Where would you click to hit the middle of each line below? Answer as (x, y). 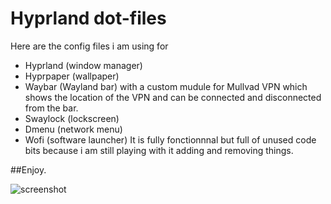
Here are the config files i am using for (89, 46)
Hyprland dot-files (88, 18)
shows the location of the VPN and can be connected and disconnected (173, 97)
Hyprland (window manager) (83, 65)
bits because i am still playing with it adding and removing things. (159, 150)
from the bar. (51, 108)
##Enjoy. (28, 169)
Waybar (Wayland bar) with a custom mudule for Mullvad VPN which (166, 86)
